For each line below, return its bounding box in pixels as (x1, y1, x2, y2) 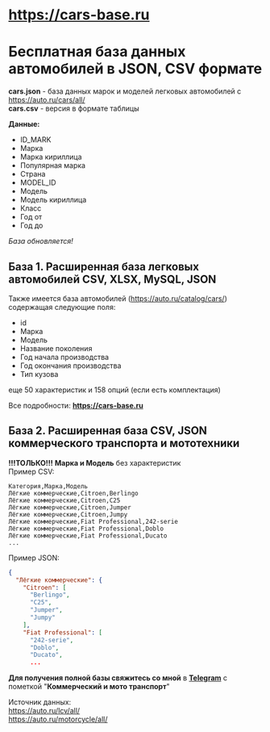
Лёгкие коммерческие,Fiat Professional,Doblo (8, 525, 164, 533)
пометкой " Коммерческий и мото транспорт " (8, 682, 171, 692)
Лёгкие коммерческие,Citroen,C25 (8, 496, 121, 504)
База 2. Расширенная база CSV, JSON (8, 424, 208, 437)
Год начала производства (19, 352, 110, 362)
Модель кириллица (19, 195, 87, 205)
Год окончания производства (19, 361, 122, 370)
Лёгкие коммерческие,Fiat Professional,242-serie (8, 517, 179, 525)
